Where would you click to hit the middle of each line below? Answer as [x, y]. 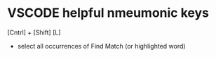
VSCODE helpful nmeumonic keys [108, 13]
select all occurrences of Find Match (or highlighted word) [101, 46]
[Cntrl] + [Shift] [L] [34, 32]
